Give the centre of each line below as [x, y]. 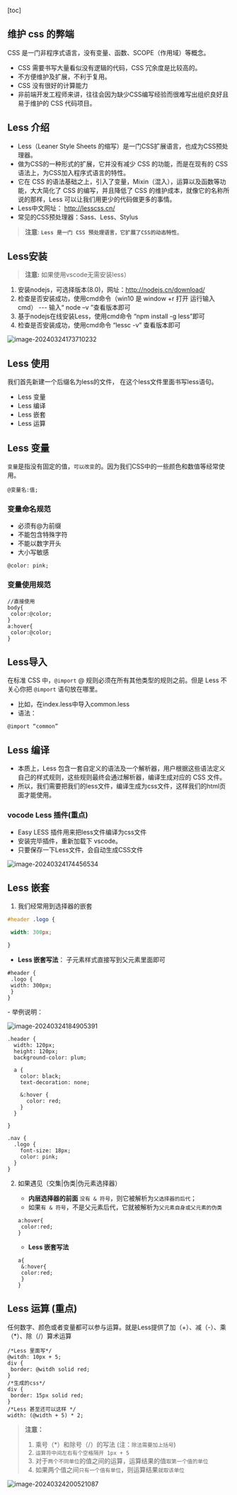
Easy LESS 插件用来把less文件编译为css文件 [82, 832]
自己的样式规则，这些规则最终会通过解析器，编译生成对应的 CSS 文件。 [122, 777]
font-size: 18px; [46, 1151]
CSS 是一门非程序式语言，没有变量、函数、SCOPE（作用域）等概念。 [109, 52]
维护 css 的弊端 [41, 34]
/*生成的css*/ [27, 1383]
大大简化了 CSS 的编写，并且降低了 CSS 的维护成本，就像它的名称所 [130, 190]
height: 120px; [36, 1051]
